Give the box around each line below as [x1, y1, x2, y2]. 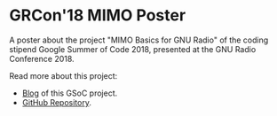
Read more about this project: [9, 70, 118, 81]
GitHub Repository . [21, 97, 91, 107]
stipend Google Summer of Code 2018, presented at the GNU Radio [9, 43, 257, 54]
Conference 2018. [9, 53, 75, 64]
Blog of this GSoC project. [21, 88, 118, 98]
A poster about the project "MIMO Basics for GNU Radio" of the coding [9, 35, 269, 45]
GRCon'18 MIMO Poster [9, 5, 186, 26]
